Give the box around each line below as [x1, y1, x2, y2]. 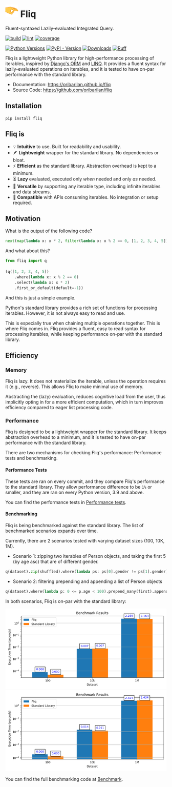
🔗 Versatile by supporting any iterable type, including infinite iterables [12, 183, 161, 189]
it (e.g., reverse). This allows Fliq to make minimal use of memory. [5, 384, 144, 390]
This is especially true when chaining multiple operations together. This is [5, 320, 160, 326]
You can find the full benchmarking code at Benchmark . [5, 776, 123, 782]
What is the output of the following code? [5, 228, 93, 234]
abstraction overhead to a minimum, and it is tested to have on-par [5, 434, 146, 440]
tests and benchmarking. [5, 455, 58, 461]
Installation [5, 102, 42, 110]
